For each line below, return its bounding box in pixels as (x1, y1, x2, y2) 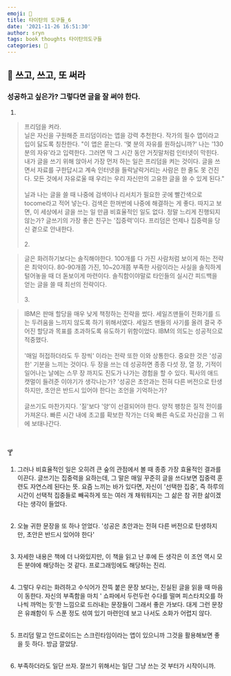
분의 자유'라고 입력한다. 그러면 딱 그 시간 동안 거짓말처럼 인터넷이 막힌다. (23, 148, 219, 156)
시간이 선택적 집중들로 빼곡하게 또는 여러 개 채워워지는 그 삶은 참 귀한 (17, 491, 203, 499)
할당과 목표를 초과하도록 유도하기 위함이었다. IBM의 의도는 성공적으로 (37, 326, 223, 335)
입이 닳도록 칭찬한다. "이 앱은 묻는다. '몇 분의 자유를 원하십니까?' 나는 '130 (23, 140, 224, 148)
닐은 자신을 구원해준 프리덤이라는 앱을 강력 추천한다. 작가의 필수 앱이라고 (23, 131, 219, 139)
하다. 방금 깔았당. (32, 639, 78, 648)
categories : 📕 (7, 42, 48, 49)
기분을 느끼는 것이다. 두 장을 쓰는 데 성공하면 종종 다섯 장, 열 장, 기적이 (33, 360, 222, 368)
